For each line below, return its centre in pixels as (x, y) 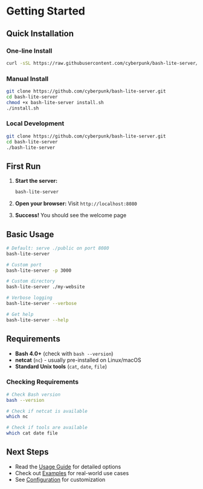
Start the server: (36, 181)
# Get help (20, 314)
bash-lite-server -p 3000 (39, 271)
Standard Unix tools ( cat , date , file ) (61, 366)
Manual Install (27, 79)
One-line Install (29, 51)
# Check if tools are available (47, 428)
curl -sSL (19, 63)
